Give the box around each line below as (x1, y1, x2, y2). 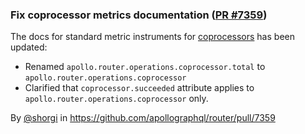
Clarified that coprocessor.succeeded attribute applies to (24, 82, 255, 94)
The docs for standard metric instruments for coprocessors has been (10, 31, 295, 43)
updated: (10, 41, 48, 53)
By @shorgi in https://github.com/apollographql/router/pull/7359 (10, 112, 276, 124)
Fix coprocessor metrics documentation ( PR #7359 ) (10, 8, 268, 22)
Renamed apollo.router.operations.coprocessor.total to (24, 61, 266, 73)
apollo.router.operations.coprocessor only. (24, 93, 209, 105)
